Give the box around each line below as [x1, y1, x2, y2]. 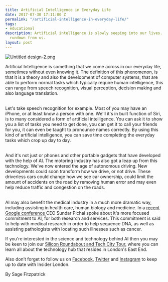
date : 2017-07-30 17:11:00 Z [5, 12, 66, 17]
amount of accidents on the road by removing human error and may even [5, 179, 156, 185]
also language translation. [5, 90, 59, 96]
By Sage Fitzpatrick [5, 271, 46, 277]
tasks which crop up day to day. [5, 137, 71, 143]
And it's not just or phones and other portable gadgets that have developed [5, 152, 161, 158]
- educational [5, 26, 35, 31]
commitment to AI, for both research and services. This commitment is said [5, 215, 160, 221]
